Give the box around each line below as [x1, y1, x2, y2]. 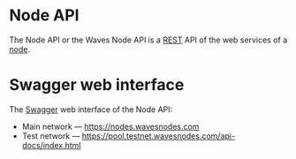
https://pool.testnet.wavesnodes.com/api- [81, 130, 236, 141]
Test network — [21, 130, 80, 141]
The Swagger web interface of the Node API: [9, 103, 173, 115]
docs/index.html [21, 140, 81, 150]
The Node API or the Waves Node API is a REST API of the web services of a [9, 34, 288, 45]
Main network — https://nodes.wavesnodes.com [21, 121, 200, 132]
